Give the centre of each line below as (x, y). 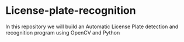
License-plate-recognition (71, 11)
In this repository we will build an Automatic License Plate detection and (92, 26)
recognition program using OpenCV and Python (63, 32)
